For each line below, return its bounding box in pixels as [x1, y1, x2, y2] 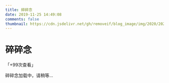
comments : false [5, 16, 39, 21]
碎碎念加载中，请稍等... [5, 72, 54, 78]
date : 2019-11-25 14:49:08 [5, 12, 62, 17]
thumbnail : [5, 21, 28, 26]
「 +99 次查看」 [5, 62, 36, 68]
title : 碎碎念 [5, 7, 33, 12]
